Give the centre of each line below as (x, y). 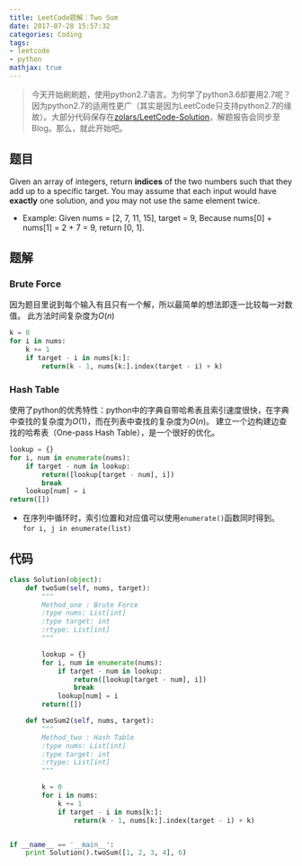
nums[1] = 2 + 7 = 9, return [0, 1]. (84, 227)
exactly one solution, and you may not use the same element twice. (135, 200)
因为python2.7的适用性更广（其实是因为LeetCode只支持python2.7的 (158, 105)
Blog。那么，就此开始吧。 (79, 128)
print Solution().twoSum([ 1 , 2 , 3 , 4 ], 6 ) (106, 853)
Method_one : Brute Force (90, 605)
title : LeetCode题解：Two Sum (64, 18)
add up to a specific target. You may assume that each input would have (143, 190)
